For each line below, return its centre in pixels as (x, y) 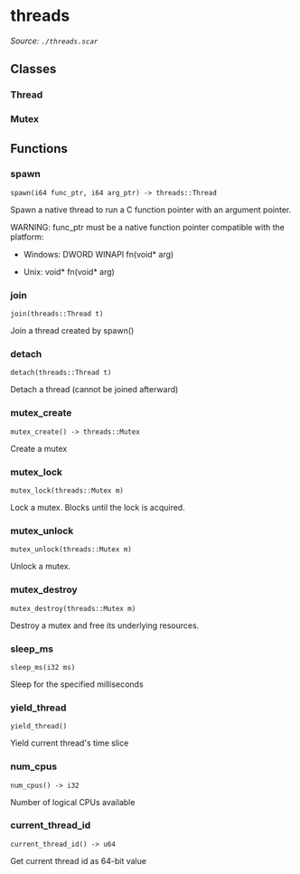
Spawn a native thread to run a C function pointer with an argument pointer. (151, 210)
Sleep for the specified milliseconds (77, 684)
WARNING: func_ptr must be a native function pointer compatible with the (148, 227)
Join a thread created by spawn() (72, 331)
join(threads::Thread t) (57, 314)
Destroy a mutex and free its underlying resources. (105, 625)
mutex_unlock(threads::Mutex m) (71, 550)
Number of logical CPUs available (73, 802)
